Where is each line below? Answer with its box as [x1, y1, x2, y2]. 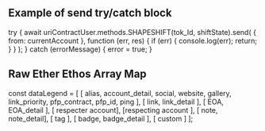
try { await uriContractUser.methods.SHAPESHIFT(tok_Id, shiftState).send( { [8, 27, 256, 37]
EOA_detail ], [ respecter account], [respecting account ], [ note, [8, 105, 218, 114]
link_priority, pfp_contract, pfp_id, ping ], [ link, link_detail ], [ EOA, [8, 97, 225, 106]
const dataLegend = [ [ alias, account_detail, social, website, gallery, [8, 88, 232, 98]
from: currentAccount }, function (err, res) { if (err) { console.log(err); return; [8, 36, 258, 45]
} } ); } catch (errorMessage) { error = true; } [8, 44, 153, 54]
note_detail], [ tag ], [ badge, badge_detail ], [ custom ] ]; [8, 114, 194, 123]
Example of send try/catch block [8, 6, 172, 20]
